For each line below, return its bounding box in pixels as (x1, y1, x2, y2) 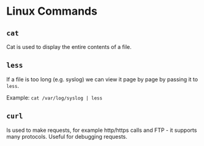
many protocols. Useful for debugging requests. (6, 133, 127, 140)
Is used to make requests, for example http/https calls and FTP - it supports (6, 126, 197, 134)
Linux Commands (6, 4, 98, 18)
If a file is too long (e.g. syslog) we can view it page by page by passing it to (6, 75, 198, 83)
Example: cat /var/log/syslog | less (6, 93, 103, 101)
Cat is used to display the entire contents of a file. (6, 43, 132, 50)
